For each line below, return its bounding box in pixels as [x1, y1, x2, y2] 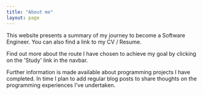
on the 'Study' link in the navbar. [6, 56, 88, 64]
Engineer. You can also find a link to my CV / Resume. [6, 38, 142, 45]
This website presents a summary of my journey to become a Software [6, 31, 186, 39]
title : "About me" [6, 9, 53, 15]
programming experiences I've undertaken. [6, 81, 116, 89]
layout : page [6, 15, 40, 21]
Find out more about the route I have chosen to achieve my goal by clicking [6, 50, 196, 57]
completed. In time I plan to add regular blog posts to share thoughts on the [6, 75, 197, 82]
